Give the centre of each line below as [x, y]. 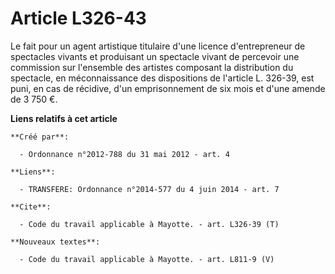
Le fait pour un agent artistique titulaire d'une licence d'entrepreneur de [158, 46]
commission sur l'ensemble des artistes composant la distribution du [152, 67]
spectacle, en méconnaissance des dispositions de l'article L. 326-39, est [162, 78]
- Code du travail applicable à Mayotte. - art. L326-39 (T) [149, 224]
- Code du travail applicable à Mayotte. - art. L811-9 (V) [147, 259]
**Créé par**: [40, 137]
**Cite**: [31, 207]
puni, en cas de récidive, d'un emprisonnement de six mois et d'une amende [168, 88]
